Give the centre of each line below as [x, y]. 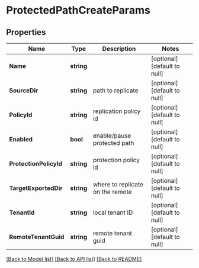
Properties [26, 32]
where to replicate [118, 184]
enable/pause [112, 135]
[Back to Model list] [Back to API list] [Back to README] [74, 259]
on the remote [112, 192]
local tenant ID [113, 212]
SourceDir [24, 91]
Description [119, 49]
